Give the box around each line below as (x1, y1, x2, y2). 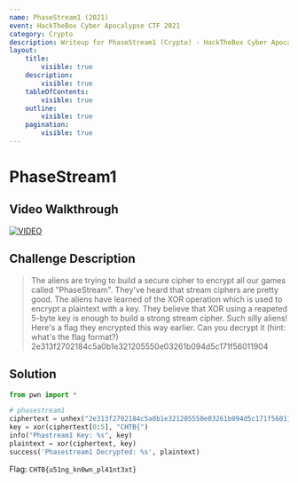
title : (25, 54, 50, 63)
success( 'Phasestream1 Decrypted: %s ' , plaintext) (9, 447, 200, 456)
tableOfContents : (25, 87, 90, 96)
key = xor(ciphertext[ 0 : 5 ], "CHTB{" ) (9, 423, 149, 432)
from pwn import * (9, 390, 77, 400)
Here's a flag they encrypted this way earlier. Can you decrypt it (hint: (30, 321, 286, 333)
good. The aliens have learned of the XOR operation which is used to (30, 294, 283, 305)
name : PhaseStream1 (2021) (9, 12, 109, 22)
